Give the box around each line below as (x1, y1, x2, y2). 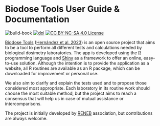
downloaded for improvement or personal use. (5, 70, 99, 76)
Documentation (5, 14, 70, 25)
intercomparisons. (5, 101, 42, 106)
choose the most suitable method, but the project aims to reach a (5, 90, 137, 96)
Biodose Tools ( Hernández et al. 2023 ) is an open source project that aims (5, 39, 155, 45)
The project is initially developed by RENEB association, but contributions (5, 110, 153, 116)
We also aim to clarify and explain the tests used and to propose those (5, 80, 147, 86)
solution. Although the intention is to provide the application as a (19, 60, 149, 66)
